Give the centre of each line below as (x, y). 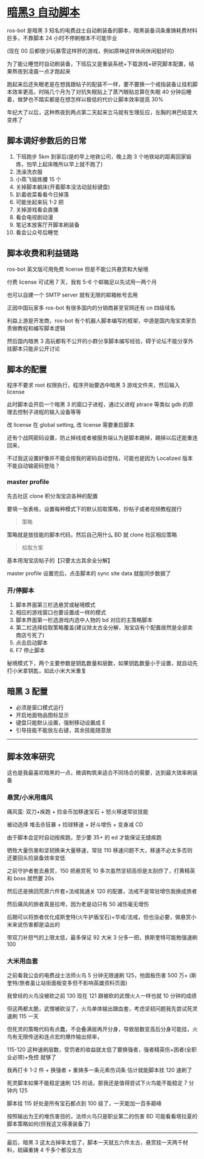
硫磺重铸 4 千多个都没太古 (50, 1150)
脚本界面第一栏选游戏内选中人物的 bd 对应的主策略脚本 (84, 620)
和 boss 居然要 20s (31, 878)
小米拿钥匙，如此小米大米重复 (49, 670)
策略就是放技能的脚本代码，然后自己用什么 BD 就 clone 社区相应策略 (92, 535)
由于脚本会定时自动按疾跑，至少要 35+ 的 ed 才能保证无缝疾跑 (84, 837)
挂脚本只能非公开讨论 (33, 349)
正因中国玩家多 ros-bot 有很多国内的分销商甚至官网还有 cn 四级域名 (91, 307)
